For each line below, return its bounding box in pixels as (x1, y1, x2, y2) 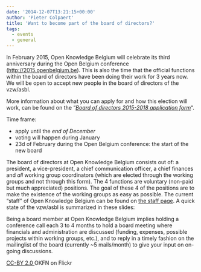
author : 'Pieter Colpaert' (6, 15, 74, 21)
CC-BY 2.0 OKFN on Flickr (6, 259, 72, 267)
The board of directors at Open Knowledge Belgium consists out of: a (6, 159, 179, 165)
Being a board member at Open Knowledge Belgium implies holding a (6, 216, 179, 222)
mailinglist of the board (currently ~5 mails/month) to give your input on (6, 241, 184, 248)
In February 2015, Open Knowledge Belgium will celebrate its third (6, 54, 170, 61)
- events (11, 32, 34, 38)
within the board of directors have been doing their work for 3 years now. (6, 73, 188, 80)
